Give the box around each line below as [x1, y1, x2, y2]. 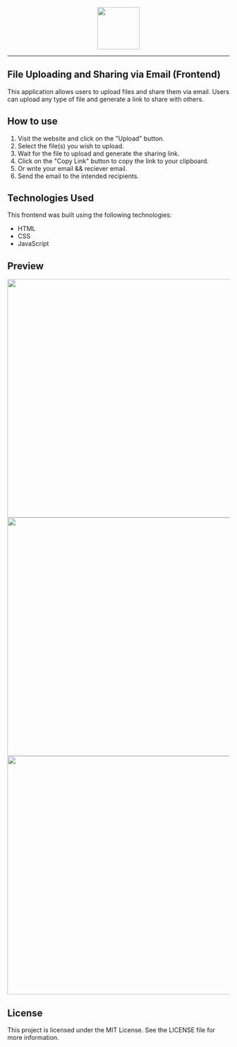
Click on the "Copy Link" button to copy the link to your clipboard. [17, 156, 209, 165]
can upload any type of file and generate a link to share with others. [7, 95, 205, 103]
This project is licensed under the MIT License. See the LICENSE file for [7, 1026, 216, 1034]
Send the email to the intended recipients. [17, 172, 140, 180]
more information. [7, 1034, 59, 1042]
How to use [7, 115, 58, 127]
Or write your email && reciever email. [17, 164, 128, 172]
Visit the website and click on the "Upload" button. [17, 134, 164, 143]
